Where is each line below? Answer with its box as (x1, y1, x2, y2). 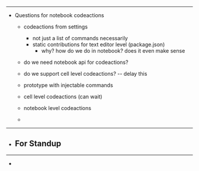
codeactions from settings (23, 23, 88, 30)
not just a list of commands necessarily (32, 35, 129, 41)
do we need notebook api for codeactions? (23, 59, 129, 66)
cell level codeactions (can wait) (23, 93, 102, 100)
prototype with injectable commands (23, 82, 114, 89)
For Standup (14, 138, 62, 149)
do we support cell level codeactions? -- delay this (23, 70, 147, 77)
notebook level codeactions (23, 105, 92, 111)
